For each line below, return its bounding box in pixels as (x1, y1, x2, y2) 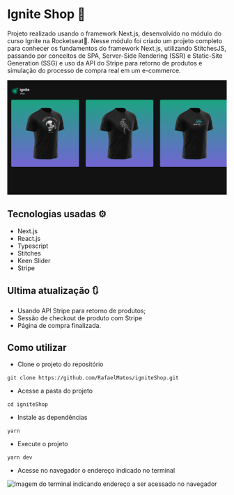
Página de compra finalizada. (17, 322, 102, 330)
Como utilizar (7, 341, 68, 354)
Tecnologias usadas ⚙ (7, 208, 107, 220)
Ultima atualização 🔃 (7, 285, 99, 297)
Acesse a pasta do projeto (17, 386, 93, 395)
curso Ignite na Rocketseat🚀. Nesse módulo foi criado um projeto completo (7, 36, 223, 45)
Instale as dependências (17, 414, 88, 422)
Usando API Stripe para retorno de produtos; (17, 306, 146, 315)
